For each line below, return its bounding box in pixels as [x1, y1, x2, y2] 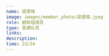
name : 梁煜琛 [6, 8, 35, 15]
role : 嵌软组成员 [6, 19, 44, 25]
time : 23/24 [6, 41, 35, 47]
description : [6, 36, 38, 41]
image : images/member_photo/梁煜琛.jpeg [6, 14, 104, 20]
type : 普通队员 [6, 24, 40, 31]
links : [6, 30, 22, 36]
